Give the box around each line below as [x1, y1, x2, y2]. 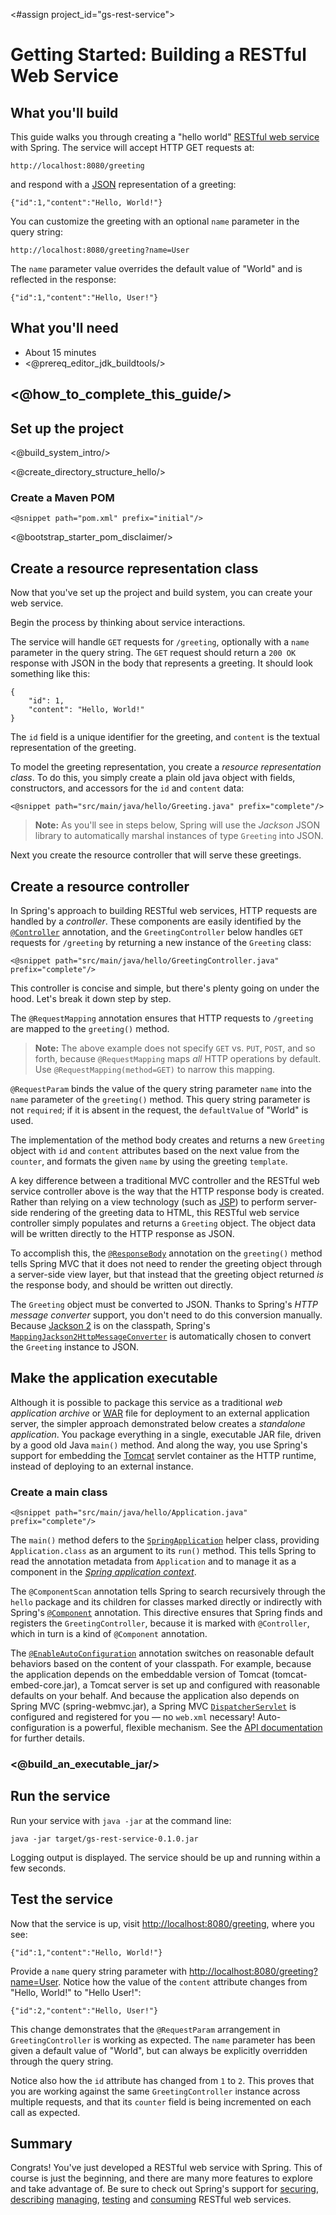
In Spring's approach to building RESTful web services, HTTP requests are [10, 904, 318, 916]
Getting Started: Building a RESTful [10, 44, 307, 66]
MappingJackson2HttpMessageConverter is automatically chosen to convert [10, 1330, 312, 1342]
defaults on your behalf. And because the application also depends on [10, 1690, 300, 1702]
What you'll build [10, 104, 119, 121]
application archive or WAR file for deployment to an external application [10, 1407, 310, 1419]
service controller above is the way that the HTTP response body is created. [10, 1185, 325, 1197]
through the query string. [10, 2055, 114, 2067]
